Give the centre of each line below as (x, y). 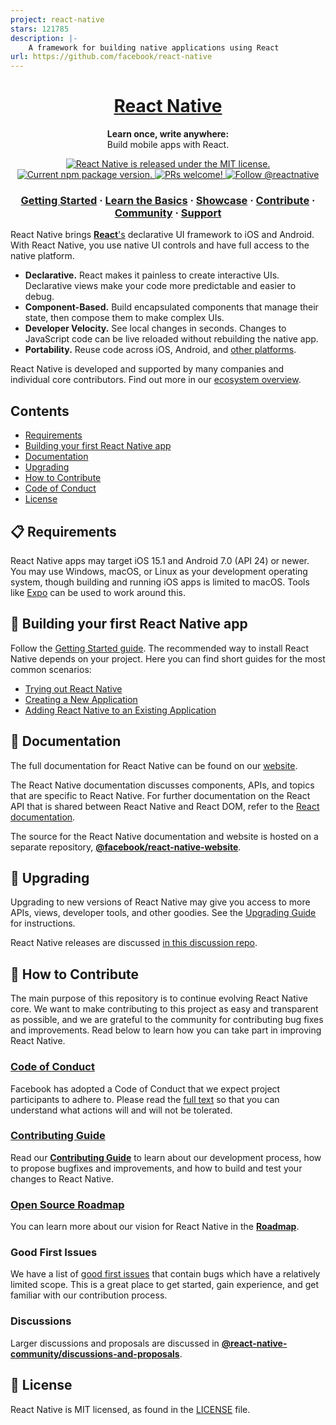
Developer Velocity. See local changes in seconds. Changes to (155, 328)
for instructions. (43, 923)
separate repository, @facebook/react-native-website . (126, 847)
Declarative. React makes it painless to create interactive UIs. (152, 275)
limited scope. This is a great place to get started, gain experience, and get (164, 1285)
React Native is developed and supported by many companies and (147, 369)
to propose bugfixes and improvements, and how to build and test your (156, 1168)
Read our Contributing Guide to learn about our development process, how (166, 1157)
